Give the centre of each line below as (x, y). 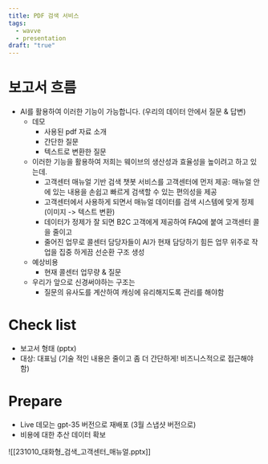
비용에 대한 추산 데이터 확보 (63, 434)
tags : (17, 23)
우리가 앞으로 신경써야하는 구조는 (83, 283)
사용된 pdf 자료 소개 (75, 132)
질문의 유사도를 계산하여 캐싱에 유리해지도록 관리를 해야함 (134, 292)
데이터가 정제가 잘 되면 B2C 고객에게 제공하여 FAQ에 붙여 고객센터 (147, 222)
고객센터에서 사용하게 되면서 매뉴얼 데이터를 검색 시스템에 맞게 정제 (149, 202)
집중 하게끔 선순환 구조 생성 (102, 252)
